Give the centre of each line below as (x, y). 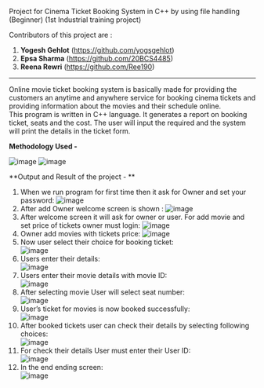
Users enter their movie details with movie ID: (94, 275)
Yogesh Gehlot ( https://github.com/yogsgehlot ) (97, 50)
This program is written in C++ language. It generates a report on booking (128, 114)
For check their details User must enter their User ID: (105, 350)
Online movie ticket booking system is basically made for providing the (123, 89)
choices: (34, 334)
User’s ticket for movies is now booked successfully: (105, 309)
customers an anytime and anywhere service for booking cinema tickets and (132, 98)
